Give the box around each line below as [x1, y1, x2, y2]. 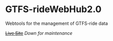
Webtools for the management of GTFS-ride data [5, 20, 108, 26]
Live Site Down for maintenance [5, 30, 73, 36]
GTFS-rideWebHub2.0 [5, 4, 102, 15]
